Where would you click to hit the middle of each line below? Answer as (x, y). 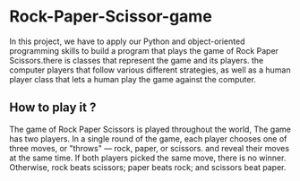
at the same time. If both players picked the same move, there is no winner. (148, 158)
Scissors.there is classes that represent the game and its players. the (137, 60)
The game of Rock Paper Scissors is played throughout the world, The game (150, 129)
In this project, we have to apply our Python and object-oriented (127, 41)
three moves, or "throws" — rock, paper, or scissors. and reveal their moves (149, 148)
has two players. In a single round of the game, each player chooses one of (148, 138)
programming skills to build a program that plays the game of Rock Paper (144, 50)
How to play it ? (53, 108)
